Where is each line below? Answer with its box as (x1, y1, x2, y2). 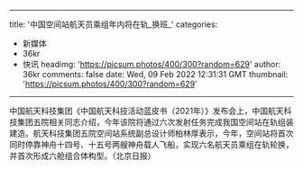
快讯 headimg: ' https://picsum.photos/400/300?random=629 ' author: (22, 59, 281, 69)
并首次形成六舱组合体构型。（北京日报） (9, 150, 156, 161)
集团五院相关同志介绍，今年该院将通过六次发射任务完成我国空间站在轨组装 (16, 117, 294, 127)
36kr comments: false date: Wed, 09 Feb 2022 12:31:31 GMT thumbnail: (22, 69, 289, 79)
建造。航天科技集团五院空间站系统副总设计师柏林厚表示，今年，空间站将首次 (9, 128, 294, 138)
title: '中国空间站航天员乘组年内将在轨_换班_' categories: (9, 19, 218, 30)
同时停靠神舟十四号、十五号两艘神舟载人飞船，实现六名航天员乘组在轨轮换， (9, 139, 294, 149)
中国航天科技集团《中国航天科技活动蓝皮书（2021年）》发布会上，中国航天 (9, 105, 284, 116)
